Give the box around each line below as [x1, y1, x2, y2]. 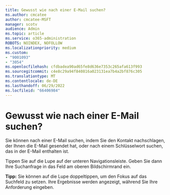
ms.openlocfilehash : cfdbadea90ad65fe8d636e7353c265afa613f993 [5, 64, 143, 69]
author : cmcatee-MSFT [5, 17, 51, 22]
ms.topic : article [5, 31, 44, 36]
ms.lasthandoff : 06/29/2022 [5, 83, 65, 88]
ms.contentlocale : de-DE [5, 78, 58, 83]
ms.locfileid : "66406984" [5, 88, 60, 93]
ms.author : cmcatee [5, 12, 47, 17]
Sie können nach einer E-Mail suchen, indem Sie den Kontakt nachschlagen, [5, 137, 165, 144]
